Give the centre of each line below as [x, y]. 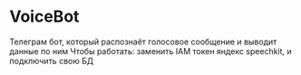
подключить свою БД [51, 61]
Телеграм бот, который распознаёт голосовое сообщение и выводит [143, 42]
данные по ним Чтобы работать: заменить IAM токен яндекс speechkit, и [150, 51]
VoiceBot [44, 17]
